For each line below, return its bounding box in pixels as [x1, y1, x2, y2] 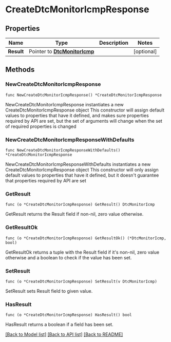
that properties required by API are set [5, 177, 86, 183]
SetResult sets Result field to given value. [5, 288, 93, 294]
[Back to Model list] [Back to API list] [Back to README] [5, 331, 123, 337]
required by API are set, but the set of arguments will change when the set [5, 118, 163, 124]
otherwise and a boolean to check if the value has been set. [5, 254, 132, 260]
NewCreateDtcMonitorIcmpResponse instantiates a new [5, 101, 124, 107]
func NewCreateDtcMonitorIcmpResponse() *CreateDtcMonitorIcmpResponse [5, 92, 162, 98]
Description [99, 40, 128, 46]
